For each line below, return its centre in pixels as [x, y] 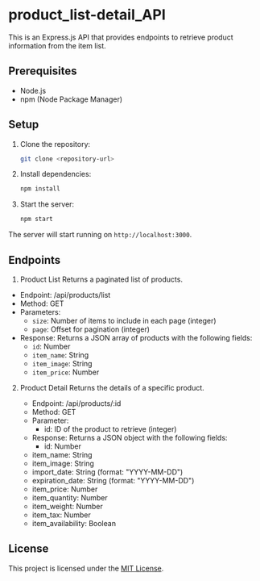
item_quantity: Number [70, 497]
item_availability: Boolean [74, 523]
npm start [37, 219]
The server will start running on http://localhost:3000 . [100, 235]
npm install [40, 189]
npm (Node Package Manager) [71, 99]
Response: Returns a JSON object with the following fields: [130, 438]
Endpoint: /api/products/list [65, 295]
